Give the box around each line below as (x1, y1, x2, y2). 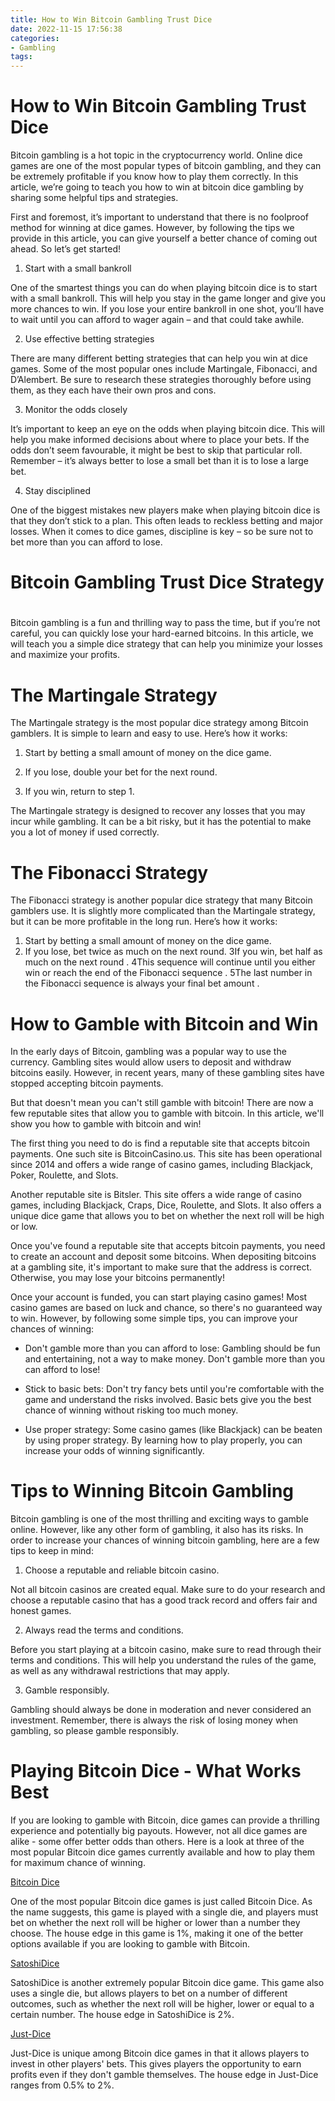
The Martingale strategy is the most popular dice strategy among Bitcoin (10, 717, 309, 729)
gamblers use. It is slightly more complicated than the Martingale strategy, (10, 905, 316, 917)
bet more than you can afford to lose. (10, 536, 163, 548)
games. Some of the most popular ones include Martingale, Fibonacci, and (10, 363, 318, 375)
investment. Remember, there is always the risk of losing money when (10, 1714, 299, 1726)
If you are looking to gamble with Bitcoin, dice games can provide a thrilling (10, 1814, 320, 1826)
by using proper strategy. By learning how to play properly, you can (24, 1434, 303, 1446)
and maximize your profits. (10, 649, 120, 661)
